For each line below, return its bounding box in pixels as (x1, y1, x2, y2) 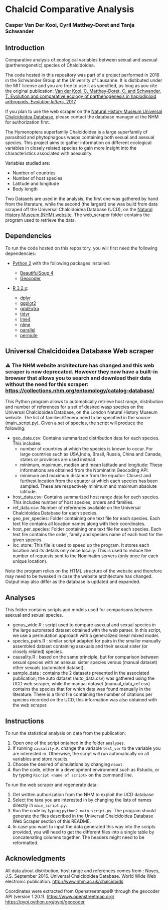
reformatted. (12, 840, 39, 846)
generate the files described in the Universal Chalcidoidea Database (12, 813, 154, 819)
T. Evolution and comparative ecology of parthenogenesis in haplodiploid (5, 93, 156, 99)
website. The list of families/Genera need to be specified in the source (5, 415, 150, 421)
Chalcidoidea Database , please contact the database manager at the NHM (5, 113, 159, 119)
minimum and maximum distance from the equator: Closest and (20, 473, 151, 479)
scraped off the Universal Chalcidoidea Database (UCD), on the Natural (5, 206, 153, 212)
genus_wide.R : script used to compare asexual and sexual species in (12, 622, 156, 628)
